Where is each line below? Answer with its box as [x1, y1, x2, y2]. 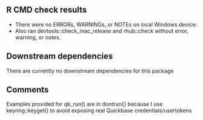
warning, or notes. [15, 33, 61, 41]
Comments [6, 84, 49, 95]
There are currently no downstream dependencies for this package [6, 67, 174, 74]
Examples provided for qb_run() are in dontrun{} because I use [6, 101, 163, 108]
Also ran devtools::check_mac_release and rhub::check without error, [15, 27, 189, 34]
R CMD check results [6, 5, 87, 15]
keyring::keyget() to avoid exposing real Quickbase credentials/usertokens [6, 107, 192, 114]
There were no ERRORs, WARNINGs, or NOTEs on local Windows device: [15, 21, 198, 28]
